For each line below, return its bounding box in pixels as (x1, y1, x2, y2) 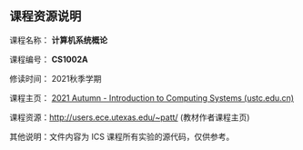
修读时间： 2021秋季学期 (9, 73, 102, 84)
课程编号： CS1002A (9, 54, 88, 65)
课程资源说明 (9, 8, 82, 25)
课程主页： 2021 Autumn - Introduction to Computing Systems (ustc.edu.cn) (9, 92, 294, 103)
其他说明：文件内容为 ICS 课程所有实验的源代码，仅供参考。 (9, 131, 235, 142)
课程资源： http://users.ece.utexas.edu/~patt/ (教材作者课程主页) (9, 112, 250, 123)
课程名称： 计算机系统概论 (9, 35, 107, 45)
